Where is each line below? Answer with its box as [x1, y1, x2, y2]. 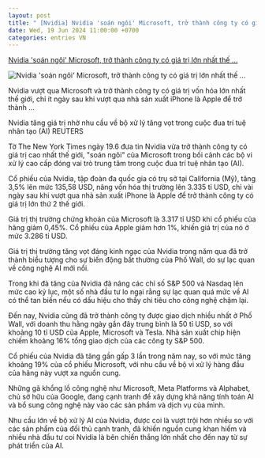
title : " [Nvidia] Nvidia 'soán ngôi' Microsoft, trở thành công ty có [8, 19, 248, 27]
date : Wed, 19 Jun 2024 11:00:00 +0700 [8, 26, 140, 34]
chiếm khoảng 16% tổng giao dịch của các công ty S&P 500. [8, 336, 205, 346]
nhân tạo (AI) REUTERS [8, 127, 84, 136]
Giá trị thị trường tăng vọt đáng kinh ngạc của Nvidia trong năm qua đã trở [8, 247, 248, 256]
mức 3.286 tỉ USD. [8, 231, 68, 241]
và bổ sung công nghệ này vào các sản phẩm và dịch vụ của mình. [8, 400, 226, 410]
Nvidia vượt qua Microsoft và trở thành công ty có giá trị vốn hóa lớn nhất [8, 86, 246, 96]
